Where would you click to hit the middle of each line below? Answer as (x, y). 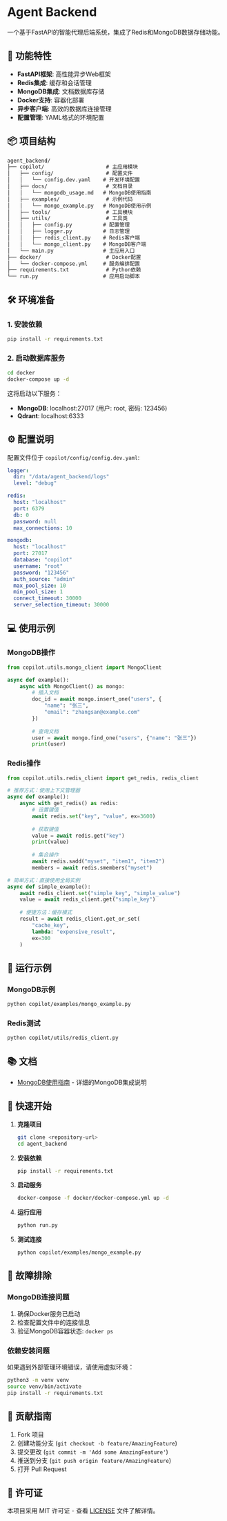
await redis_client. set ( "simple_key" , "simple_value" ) (100, 893)
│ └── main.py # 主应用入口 (71, 251)
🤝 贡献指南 (29, 1416)
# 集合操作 (46, 855)
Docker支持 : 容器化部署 (51, 100)
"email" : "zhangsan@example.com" (92, 712)
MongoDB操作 (31, 653)
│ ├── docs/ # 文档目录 (70, 187)
